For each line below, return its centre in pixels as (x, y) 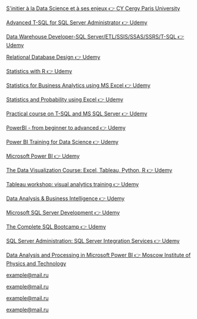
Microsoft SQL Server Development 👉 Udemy (63, 212)
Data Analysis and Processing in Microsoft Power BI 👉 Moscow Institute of (98, 255)
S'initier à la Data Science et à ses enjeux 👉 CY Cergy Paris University (93, 8)
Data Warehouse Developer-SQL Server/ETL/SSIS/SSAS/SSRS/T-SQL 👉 (95, 37)
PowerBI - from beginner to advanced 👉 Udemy (66, 128)
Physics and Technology (36, 263)
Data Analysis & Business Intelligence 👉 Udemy (65, 198)
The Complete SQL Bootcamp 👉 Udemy (56, 227)
